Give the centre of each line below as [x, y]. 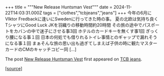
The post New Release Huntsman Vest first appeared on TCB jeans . [74, 59]
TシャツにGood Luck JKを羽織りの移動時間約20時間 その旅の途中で [74, 25]
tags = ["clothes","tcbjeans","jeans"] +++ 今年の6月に [97, 13]
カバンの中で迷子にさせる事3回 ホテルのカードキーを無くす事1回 [79, 31]
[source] [14, 68]
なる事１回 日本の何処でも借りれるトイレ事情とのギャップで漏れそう [88, 37]
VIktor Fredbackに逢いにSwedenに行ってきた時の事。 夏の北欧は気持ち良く [82, 19]
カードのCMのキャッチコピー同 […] [41, 49]
